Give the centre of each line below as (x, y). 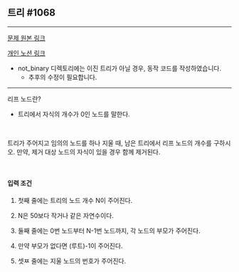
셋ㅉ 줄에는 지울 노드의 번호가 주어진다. (72, 261)
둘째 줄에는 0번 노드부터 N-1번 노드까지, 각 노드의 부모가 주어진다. (109, 231)
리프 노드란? (24, 99)
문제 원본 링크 (27, 38)
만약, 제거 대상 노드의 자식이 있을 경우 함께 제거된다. (89, 152)
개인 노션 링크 (27, 53)
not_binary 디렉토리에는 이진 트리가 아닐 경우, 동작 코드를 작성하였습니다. (119, 68)
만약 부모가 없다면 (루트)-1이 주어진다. (70, 246)
